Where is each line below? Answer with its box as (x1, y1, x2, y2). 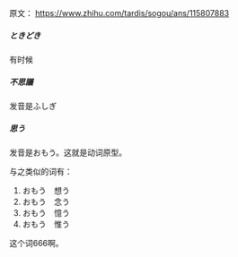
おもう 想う (22, 184, 70, 195)
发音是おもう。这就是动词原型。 (9, 147, 128, 158)
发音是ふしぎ (9, 100, 57, 111)
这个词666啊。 (9, 237, 65, 248)
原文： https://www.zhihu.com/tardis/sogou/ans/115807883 (9, 8, 230, 18)
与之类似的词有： (9, 166, 73, 176)
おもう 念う (22, 196, 70, 207)
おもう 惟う (22, 218, 70, 229)
